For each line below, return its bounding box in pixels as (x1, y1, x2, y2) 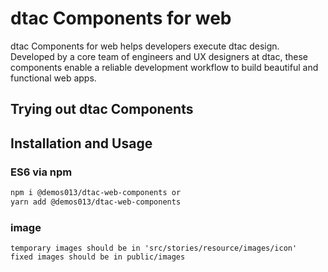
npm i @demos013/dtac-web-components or (10, 188, 182, 198)
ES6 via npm (10, 165, 73, 179)
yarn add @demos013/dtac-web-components (10, 197, 182, 207)
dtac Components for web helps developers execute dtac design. (10, 40, 280, 52)
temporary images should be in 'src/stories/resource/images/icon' (10, 243, 298, 254)
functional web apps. (10, 72, 97, 84)
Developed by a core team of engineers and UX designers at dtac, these (10, 50, 309, 62)
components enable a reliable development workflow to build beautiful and (10, 61, 319, 73)
